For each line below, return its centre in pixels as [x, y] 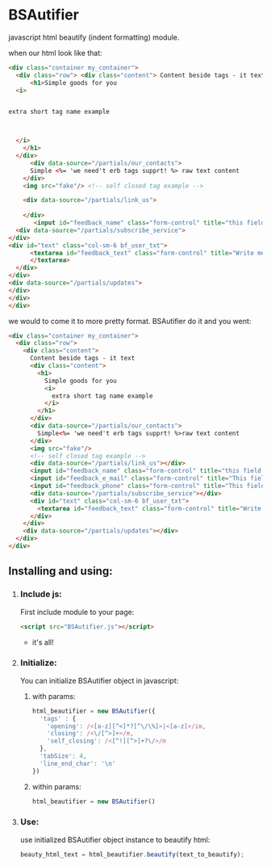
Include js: [41, 594]
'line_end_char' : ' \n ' [77, 764]
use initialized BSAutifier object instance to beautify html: [115, 840]
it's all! [43, 642]
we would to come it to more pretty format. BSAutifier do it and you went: [130, 321]
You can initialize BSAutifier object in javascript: [99, 680]
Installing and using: [60, 571]
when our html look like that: [55, 53]
